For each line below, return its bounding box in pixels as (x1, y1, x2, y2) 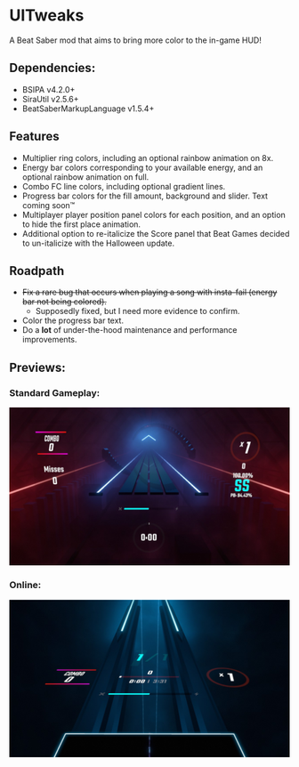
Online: (9, 579, 42, 592)
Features (9, 129, 60, 144)
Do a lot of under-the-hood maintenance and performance (21, 325, 238, 335)
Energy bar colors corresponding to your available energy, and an (21, 162, 263, 173)
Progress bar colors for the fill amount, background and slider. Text (21, 190, 269, 201)
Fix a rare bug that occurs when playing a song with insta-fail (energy (21, 287, 278, 298)
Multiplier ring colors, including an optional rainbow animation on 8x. (21, 152, 274, 163)
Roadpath (9, 263, 65, 279)
